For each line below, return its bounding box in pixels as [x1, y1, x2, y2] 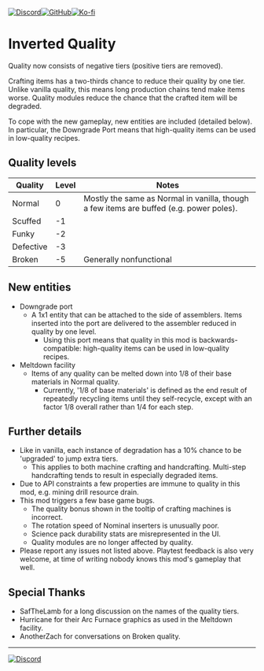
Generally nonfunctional [83, 254, 173, 265]
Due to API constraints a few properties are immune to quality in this [19, 479, 240, 488]
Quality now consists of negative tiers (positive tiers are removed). [8, 61, 223, 70]
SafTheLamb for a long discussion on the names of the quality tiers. [19, 606, 240, 616]
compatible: [42, 343, 82, 353]
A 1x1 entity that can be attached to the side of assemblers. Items [31, 310, 242, 319]
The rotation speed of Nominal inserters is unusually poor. [31, 521, 220, 531]
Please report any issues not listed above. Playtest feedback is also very [19, 546, 254, 555]
